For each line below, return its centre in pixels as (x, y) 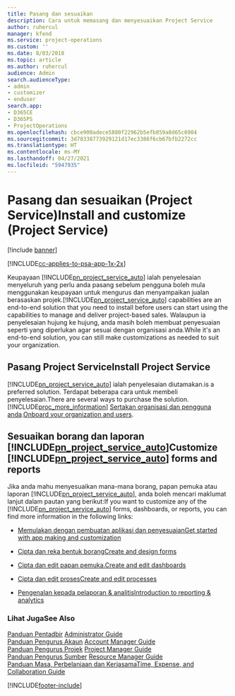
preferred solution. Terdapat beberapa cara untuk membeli (93, 391)
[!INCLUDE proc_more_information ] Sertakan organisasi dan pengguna (109, 407)
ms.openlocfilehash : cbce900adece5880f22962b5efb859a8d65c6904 (102, 132)
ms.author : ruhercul (38, 66)
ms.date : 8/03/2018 (36, 54)
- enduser (22, 100)
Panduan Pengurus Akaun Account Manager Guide (82, 642)
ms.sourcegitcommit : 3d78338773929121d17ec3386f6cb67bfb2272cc (102, 139)
